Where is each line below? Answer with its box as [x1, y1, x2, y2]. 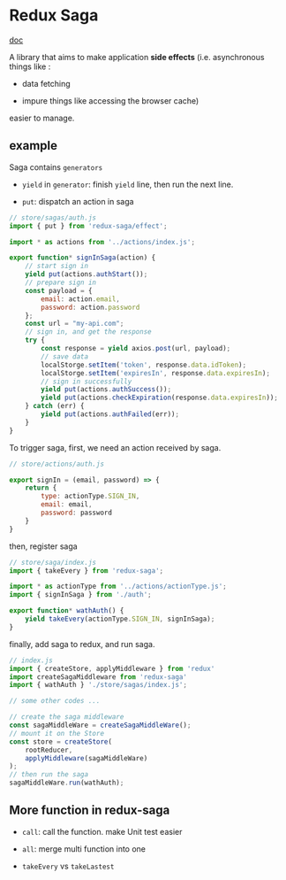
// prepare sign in [25, 278, 97, 287]
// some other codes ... [9, 697, 101, 706]
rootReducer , [25, 745, 73, 754]
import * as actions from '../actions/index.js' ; [9, 237, 196, 246]
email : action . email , [41, 294, 121, 304]
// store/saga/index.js [9, 558, 97, 567]
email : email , [41, 500, 93, 509]
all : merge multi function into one [21, 843, 147, 854]
